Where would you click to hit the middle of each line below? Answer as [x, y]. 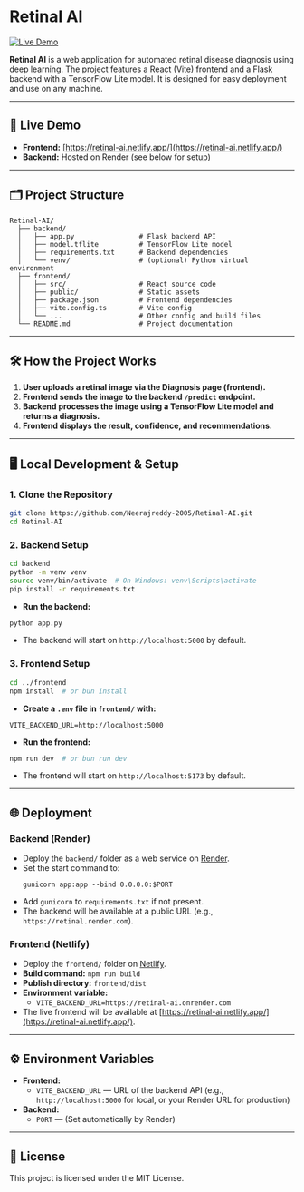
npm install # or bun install [68, 691]
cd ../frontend [38, 682]
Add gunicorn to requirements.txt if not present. [113, 902]
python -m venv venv [48, 572]
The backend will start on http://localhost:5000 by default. [134, 640]
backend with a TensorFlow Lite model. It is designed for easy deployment [148, 78]
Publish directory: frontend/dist [85, 983]
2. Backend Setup [49, 544]
